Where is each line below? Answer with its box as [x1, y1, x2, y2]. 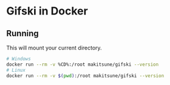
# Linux [6, 67, 26, 73]
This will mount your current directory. [6, 44, 102, 51]
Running [6, 28, 39, 39]
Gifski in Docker [6, 4, 88, 18]
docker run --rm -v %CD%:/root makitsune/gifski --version [6, 61, 159, 68]
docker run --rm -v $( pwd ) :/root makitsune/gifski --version [6, 72, 165, 79]
